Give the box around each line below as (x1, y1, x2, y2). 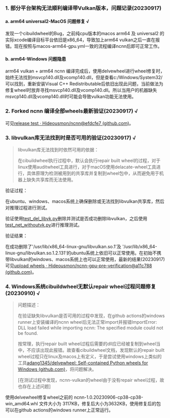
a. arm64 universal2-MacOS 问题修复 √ (5, 18, 90, 24)
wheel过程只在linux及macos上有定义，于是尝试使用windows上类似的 (17, 353, 162, 360)
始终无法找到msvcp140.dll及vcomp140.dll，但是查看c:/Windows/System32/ (5, 74, 163, 81)
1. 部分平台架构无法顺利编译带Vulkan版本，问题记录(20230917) (5, 4, 161, 11)
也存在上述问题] (17, 383, 51, 389)
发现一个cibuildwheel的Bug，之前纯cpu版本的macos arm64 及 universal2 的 (5, 31, 165, 37)
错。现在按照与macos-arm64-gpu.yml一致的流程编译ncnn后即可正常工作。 (5, 43, 162, 49)
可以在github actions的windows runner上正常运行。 (5, 407, 113, 413)
